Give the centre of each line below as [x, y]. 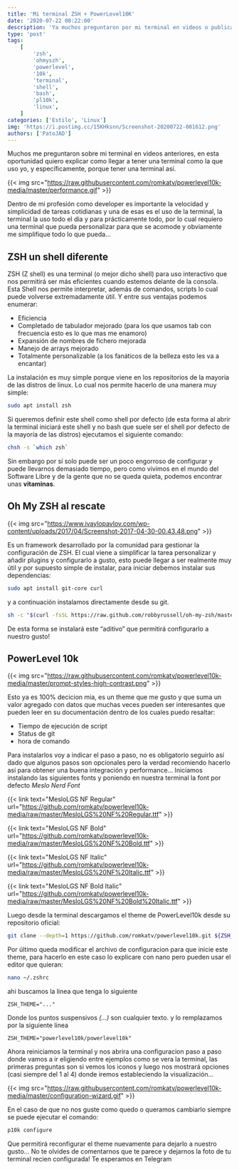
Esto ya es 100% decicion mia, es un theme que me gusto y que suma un [115, 697]
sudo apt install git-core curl [55, 588]
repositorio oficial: [34, 923]
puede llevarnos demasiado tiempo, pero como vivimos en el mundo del [113, 469]
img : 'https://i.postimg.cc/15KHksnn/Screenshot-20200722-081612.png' [114, 127]
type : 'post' [27, 34]
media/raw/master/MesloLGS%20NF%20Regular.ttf [83, 815]
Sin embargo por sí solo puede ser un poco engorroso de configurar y [110, 461]
